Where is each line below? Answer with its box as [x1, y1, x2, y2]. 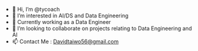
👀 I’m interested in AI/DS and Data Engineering [12, 12, 129, 19]
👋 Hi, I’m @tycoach [12, 6, 60, 13]
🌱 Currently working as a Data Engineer [12, 19, 111, 25]
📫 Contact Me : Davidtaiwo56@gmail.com [12, 38, 119, 45]
